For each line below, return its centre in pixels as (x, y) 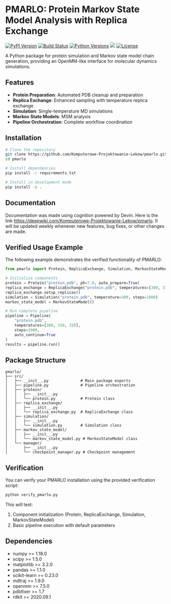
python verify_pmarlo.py (32, 495)
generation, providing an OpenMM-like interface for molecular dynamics (81, 61)
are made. (16, 231)
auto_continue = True (35, 335)
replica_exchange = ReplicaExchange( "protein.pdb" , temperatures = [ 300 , (83, 287)
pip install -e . (24, 187)
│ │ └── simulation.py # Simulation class (64, 426)
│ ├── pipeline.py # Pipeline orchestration (70, 385)
